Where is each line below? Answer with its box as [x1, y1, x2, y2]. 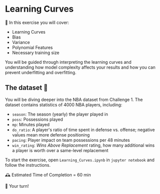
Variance [12, 39, 30, 45]
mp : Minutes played [12, 121, 50, 127]
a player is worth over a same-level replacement [12, 147, 109, 153]
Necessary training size [12, 50, 60, 56]
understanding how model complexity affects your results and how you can [5, 64, 156, 70]
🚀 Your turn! [5, 183, 29, 189]
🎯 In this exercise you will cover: [5, 19, 69, 25]
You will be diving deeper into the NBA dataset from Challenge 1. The [5, 97, 143, 102]
